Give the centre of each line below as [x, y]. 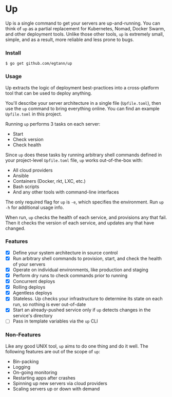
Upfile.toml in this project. [34, 114]
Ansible [21, 176]
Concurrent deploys [34, 281]
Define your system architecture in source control [65, 253]
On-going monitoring [35, 372]
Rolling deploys [29, 287]
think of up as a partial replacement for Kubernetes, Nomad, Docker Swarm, [85, 28]
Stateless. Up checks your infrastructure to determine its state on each [88, 299]
